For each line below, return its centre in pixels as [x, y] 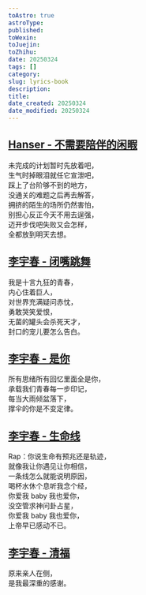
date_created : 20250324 [47, 103]
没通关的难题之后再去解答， [53, 195]
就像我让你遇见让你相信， [50, 466]
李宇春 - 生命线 [44, 436]
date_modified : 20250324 [49, 111]
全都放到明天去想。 [39, 234]
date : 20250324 [33, 60]
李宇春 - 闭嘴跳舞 [49, 262]
